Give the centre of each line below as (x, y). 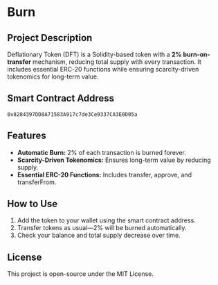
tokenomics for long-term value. (53, 76)
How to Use (33, 204)
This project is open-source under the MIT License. (81, 274)
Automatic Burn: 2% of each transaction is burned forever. (102, 152)
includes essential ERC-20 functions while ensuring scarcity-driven (103, 69)
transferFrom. (37, 182)
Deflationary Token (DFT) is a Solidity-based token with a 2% (94, 54)
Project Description (50, 38)
